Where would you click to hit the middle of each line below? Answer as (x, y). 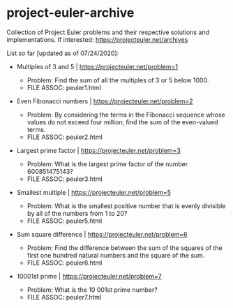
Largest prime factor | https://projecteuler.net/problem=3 (98, 150)
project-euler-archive (70, 13)
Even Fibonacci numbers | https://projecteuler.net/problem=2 (105, 101)
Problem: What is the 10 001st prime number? (92, 289)
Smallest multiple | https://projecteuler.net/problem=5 (94, 192)
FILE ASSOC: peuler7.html (64, 297)
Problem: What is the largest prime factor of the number (107, 164)
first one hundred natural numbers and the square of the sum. (116, 255)
